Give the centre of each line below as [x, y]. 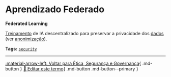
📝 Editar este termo [43, 69]
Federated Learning [26, 23]
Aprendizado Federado [55, 9]
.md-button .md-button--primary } [102, 69]
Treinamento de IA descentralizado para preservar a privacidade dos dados [84, 33]
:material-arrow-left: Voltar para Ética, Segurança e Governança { [73, 63]
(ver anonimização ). [26, 39]
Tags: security [21, 48]
